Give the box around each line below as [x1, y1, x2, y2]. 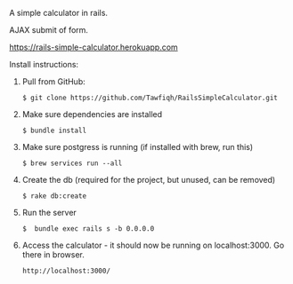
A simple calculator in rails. [9, 8, 109, 18]
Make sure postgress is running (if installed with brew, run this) [21, 142, 254, 152]
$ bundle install [21, 126, 87, 135]
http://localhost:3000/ [21, 266, 111, 275]
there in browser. [21, 249, 85, 260]
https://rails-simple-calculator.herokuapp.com [9, 42, 178, 52]
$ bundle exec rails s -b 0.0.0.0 [21, 225, 155, 233]
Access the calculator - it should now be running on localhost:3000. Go [21, 240, 285, 250]
